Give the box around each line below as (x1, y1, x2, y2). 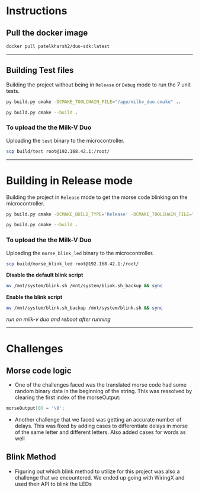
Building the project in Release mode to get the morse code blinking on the (6, 194, 188, 201)
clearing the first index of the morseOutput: (14, 394, 121, 401)
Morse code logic (6, 365, 72, 375)
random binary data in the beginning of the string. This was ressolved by (14, 388, 192, 395)
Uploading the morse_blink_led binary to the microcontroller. (6, 249, 154, 256)
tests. (6, 87, 20, 94)
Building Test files (6, 65, 74, 75)
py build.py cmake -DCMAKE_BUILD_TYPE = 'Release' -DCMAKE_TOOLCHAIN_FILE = (6, 211, 192, 217)
